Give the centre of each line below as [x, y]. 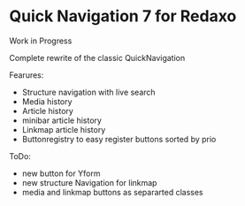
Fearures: [27, 75]
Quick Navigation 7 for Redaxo [123, 16]
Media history [47, 101]
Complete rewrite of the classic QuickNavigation [97, 57]
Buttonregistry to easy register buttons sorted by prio [119, 139]
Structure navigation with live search [89, 92]
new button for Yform [61, 173]
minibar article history [61, 120]
